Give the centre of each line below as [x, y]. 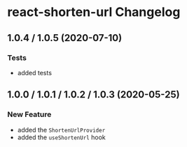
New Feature [29, 114]
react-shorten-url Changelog [94, 12]
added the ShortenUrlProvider [61, 130]
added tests [35, 72]
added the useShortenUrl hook [62, 137]
